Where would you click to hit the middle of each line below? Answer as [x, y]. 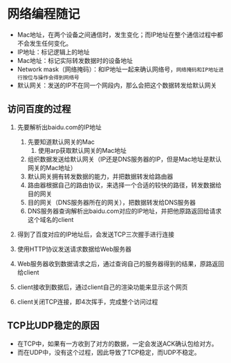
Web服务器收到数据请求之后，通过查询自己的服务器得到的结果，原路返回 [121, 263]
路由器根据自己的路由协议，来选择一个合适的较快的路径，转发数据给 [124, 185]
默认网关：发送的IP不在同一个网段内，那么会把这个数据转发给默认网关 [117, 85]
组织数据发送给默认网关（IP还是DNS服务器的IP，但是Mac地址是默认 [124, 159]
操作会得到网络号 [58, 77]
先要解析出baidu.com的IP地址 [59, 127]
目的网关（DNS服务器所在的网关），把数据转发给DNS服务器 [111, 202]
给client [28, 272]
